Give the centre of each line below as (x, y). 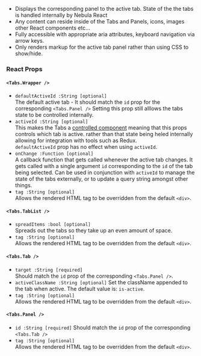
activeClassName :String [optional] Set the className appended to (101, 282)
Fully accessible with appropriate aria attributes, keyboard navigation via (105, 34)
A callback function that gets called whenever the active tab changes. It (104, 160)
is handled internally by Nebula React (61, 15)
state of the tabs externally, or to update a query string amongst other (101, 179)
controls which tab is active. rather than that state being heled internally (104, 134)
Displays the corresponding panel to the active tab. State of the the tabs (104, 9)
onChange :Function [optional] (54, 154)
